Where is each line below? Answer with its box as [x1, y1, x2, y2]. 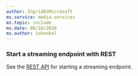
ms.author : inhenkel [6, 31, 57, 37]
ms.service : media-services [6, 14, 76, 20]
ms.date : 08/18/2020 [6, 25, 57, 31]
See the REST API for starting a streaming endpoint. [6, 63, 133, 71]
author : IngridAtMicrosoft [6, 8, 73, 15]
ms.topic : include [6, 19, 52, 25]
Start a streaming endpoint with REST [6, 50, 117, 58]
